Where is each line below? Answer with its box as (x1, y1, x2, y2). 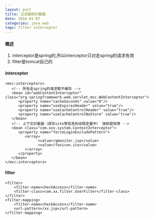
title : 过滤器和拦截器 (5, 12, 46, 17)
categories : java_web (5, 20, 49, 26)
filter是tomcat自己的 (12, 59, 53, 65)
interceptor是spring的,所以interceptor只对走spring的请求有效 (12, 53, 135, 58)
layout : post (5, 7, 32, 12)
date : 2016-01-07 (5, 16, 40, 21)
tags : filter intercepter (5, 25, 58, 30)
